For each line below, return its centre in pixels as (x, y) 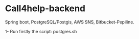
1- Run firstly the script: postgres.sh (41, 31)
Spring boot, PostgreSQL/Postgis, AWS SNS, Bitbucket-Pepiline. (70, 22)
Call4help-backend (45, 9)
